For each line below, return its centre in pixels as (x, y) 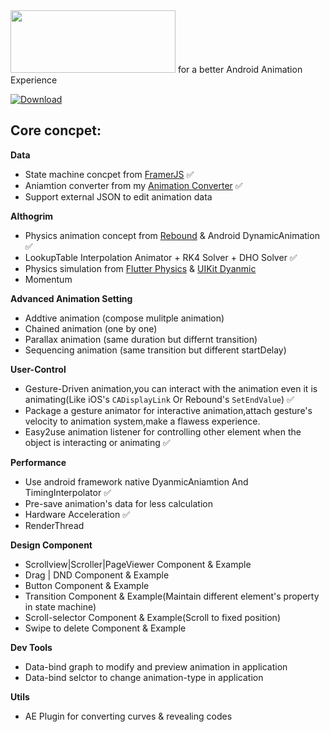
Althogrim (32, 216)
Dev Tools (31, 647)
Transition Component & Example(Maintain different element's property (172, 596)
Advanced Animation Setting (71, 298)
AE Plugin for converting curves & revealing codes (128, 716)
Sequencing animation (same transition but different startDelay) (155, 350)
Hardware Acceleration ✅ (77, 514)
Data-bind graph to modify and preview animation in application (156, 666)
